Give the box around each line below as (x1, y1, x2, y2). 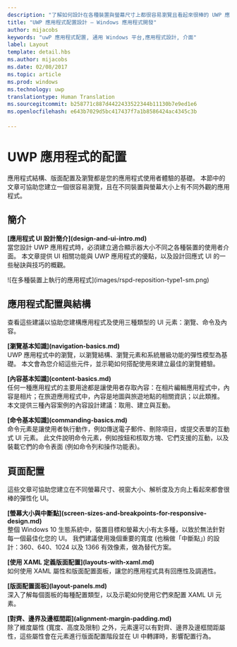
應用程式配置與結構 (7, 298, 91, 310)
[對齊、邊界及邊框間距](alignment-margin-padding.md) (7, 615, 172, 623)
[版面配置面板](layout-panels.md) (7, 582, 107, 591)
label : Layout (7, 41, 49, 49)
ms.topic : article (7, 71, 61, 78)
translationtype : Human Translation (7, 93, 115, 100)
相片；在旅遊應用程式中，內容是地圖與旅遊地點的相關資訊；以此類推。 (19, 392, 224, 401)
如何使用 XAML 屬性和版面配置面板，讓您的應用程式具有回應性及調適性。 (7, 567, 220, 575)
